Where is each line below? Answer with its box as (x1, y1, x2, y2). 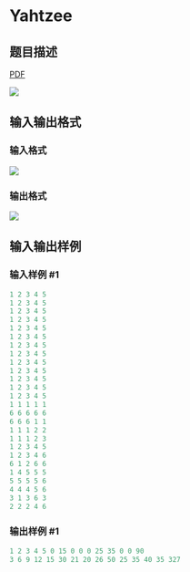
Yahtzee (9, 5, 73, 26)
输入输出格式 (9, 115, 82, 130)
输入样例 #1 (9, 268, 59, 281)
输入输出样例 (9, 239, 82, 255)
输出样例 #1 (9, 525, 59, 538)
